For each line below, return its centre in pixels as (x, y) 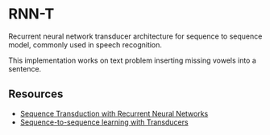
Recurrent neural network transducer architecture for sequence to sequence (135, 36)
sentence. (25, 68)
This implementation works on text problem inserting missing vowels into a (132, 60)
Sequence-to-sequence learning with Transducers (104, 122)
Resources (36, 94)
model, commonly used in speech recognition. (85, 44)
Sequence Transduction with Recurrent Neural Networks (114, 113)
